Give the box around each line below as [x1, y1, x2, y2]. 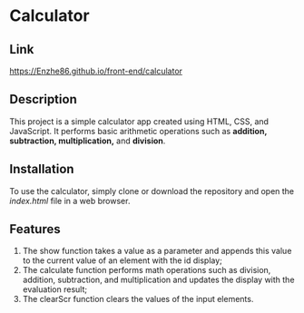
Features [9, 221, 61, 237]
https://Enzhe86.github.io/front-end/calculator [9, 65, 183, 76]
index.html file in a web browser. [9, 195, 131, 206]
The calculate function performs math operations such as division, [22, 265, 271, 276]
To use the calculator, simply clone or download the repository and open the [9, 185, 295, 196]
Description [9, 92, 77, 107]
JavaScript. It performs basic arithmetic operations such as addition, [9, 125, 268, 136]
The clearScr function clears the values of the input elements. [22, 294, 254, 305]
